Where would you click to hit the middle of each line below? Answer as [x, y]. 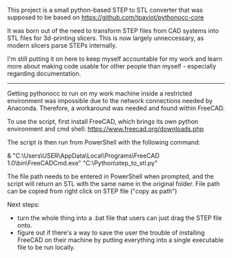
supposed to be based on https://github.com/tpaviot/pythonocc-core [106, 17]
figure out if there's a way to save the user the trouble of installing [111, 232]
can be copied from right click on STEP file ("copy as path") [92, 191]
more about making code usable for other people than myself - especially [112, 66]
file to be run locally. [46, 247]
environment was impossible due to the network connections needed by [110, 101]
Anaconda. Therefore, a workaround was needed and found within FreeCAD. [116, 108]
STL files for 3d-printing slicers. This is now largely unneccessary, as [106, 38]
